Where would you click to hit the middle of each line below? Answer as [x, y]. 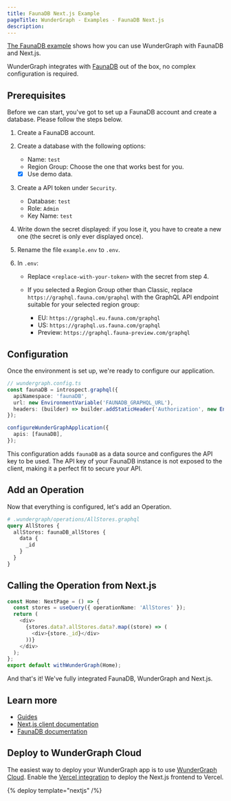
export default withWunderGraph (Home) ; [64, 665]
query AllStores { [33, 526]
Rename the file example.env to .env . [68, 250]
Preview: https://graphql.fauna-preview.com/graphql [114, 333]
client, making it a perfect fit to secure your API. [75, 468]
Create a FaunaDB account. [56, 133]
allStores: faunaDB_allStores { [60, 532]
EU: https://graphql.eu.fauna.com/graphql [99, 318]
